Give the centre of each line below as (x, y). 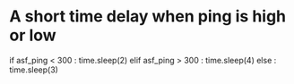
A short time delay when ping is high (148, 17)
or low (33, 35)
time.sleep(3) (34, 70)
